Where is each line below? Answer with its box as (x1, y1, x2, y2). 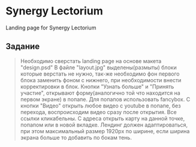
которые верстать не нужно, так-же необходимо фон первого (20, 70, 180, 77)
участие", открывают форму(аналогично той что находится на (20, 89, 180, 97)
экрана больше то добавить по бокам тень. (20, 134, 132, 141)
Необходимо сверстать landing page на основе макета (20, 57, 162, 64)
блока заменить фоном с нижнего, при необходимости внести (20, 76, 182, 83)
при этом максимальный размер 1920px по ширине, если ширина (20, 127, 190, 134)
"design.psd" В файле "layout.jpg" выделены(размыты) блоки (20, 64, 177, 71)
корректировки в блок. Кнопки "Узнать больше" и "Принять (20, 83, 174, 90)
